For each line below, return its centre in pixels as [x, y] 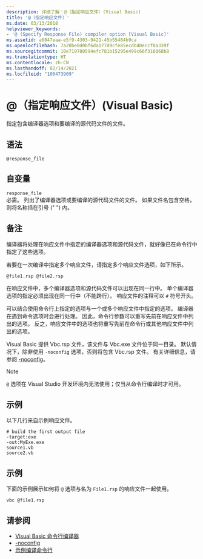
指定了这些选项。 [28, 251]
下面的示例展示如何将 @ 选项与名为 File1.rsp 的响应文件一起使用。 [89, 489]
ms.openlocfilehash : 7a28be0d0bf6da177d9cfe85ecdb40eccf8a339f [88, 46]
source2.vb [20, 453]
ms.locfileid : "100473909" [40, 74]
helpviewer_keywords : [34, 29]
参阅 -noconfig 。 [27, 359]
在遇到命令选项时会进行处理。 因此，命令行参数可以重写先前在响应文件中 [97, 316]
